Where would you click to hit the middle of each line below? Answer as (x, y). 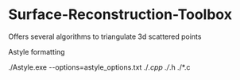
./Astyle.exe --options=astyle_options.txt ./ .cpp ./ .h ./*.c (99, 67)
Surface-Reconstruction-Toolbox (120, 15)
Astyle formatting (37, 51)
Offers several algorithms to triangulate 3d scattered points (105, 36)
